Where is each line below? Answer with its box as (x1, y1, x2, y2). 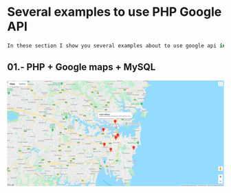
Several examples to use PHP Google (7, 4, 222, 20)
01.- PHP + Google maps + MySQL (7, 61, 156, 73)
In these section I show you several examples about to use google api (7, 42, 217, 49)
